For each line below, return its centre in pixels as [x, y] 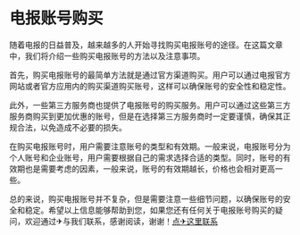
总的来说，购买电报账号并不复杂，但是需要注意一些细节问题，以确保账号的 [146, 198]
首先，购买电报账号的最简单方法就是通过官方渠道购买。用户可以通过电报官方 [150, 75]
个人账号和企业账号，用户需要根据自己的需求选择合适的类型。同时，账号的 [146, 157]
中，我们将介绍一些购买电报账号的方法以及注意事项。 [107, 55]
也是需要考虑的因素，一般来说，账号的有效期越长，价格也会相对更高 [150, 168]
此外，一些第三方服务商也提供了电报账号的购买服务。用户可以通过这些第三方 [150, 105]
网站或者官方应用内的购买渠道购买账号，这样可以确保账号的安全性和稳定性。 [150, 86]
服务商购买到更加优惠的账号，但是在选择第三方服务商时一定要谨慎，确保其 [146, 116]
